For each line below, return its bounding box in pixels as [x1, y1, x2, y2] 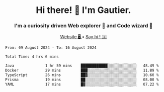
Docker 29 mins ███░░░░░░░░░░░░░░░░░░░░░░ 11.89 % [5, 68, 159, 73]
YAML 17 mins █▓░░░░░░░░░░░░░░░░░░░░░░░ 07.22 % [5, 82, 159, 87]
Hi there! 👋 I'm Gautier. [36, 4, 131, 16]
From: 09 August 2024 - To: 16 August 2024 [5, 45, 97, 50]
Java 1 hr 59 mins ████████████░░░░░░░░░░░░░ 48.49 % [5, 63, 159, 69]
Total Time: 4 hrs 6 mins [5, 54, 59, 59]
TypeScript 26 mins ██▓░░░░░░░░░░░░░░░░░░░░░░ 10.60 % [5, 72, 159, 78]
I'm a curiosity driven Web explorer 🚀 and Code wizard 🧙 [14, 22, 153, 29]
